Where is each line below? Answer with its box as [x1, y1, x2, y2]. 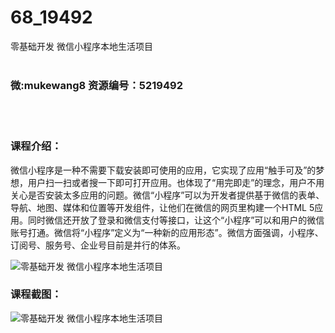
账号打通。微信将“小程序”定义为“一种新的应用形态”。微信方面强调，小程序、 [10, 226, 324, 238]
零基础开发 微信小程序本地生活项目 [10, 40, 153, 52]
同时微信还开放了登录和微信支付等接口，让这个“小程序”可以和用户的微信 [27, 214, 325, 226]
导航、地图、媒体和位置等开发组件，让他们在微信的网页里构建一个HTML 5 [10, 201, 315, 213]
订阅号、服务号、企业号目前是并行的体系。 [10, 239, 186, 251]
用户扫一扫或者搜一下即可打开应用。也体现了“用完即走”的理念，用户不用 [27, 176, 325, 188]
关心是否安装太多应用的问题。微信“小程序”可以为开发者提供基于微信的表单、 [10, 189, 325, 201]
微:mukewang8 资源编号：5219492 [10, 78, 183, 92]
